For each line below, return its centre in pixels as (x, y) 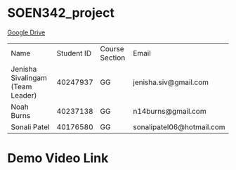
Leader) (24, 95)
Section (113, 58)
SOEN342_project (61, 13)
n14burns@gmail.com (170, 111)
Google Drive (26, 32)
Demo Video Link (58, 158)
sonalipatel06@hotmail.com (179, 126)
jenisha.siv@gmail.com (171, 82)
